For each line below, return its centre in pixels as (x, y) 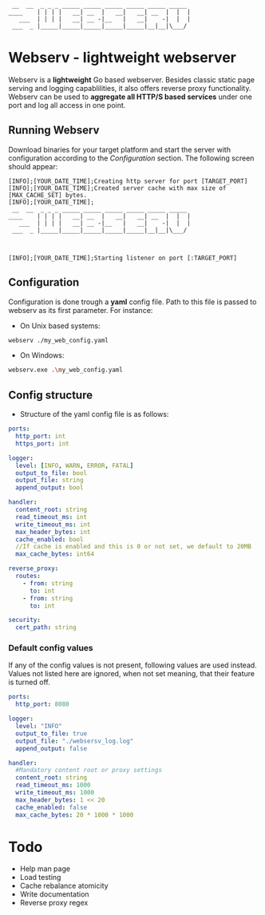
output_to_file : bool (51, 473)
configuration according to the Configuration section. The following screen (131, 158)
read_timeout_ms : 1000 (53, 785)
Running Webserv (54, 131)
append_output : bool (49, 488)
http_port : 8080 (42, 704)
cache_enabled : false (51, 807)
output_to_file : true (51, 733)
